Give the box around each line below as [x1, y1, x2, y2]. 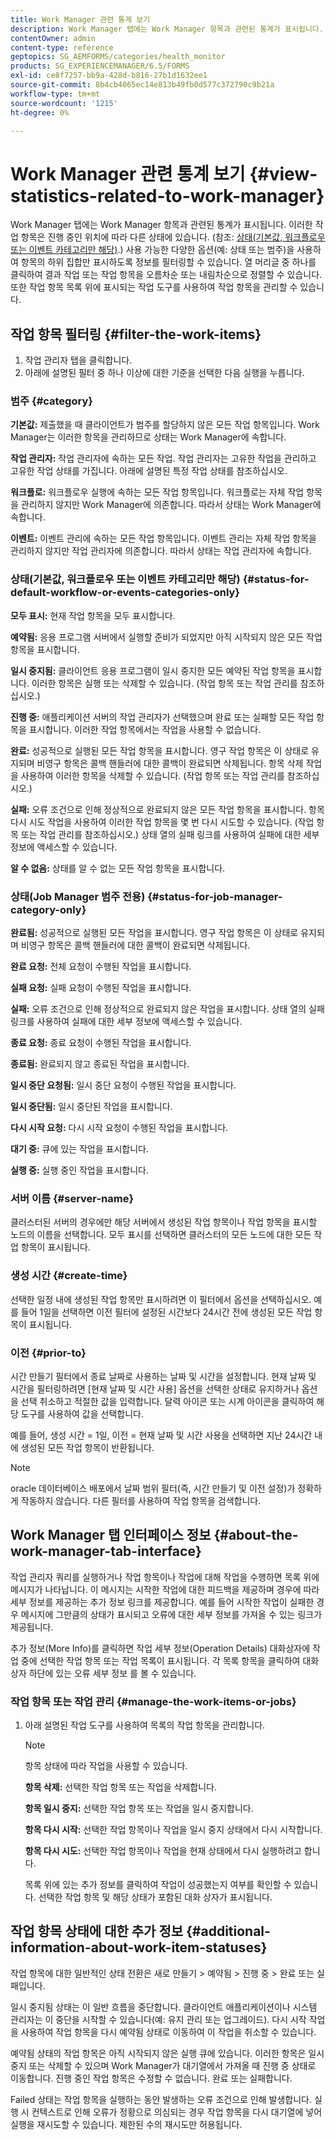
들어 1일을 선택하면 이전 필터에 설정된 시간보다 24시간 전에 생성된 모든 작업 [20, 1306, 313, 1318]
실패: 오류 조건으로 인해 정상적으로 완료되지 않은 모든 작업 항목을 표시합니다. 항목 [10, 803, 325, 815]
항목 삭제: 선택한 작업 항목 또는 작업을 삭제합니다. [24, 1781, 217, 1793]
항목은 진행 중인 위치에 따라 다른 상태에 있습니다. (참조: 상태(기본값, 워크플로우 [20, 231, 326, 243]
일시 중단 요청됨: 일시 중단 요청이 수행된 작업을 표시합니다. [10, 1079, 237, 1091]
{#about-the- [213, 1527, 299, 1544]
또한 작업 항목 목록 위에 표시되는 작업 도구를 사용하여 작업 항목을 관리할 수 [10, 281, 298, 293]
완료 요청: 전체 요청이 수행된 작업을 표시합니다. [10, 961, 192, 973]
